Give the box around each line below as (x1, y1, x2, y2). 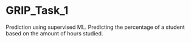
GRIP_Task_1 (5, 4, 69, 17)
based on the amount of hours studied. (5, 29, 103, 37)
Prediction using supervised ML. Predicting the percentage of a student (5, 23, 185, 31)
